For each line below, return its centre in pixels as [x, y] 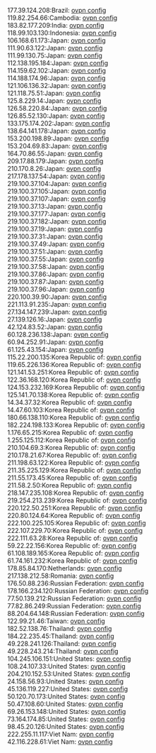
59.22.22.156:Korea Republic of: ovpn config [72, 545]
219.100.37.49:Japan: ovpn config [56, 244]
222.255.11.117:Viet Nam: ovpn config [61, 734]
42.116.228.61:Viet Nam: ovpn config [60, 742]
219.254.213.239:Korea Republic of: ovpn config [77, 500]
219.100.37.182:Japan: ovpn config [57, 221]
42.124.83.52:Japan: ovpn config [55, 327]
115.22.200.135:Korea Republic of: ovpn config [74, 357]
